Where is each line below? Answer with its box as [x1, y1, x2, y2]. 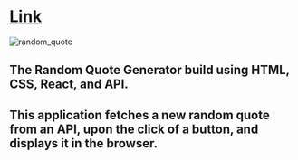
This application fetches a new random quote [9, 107, 270, 123]
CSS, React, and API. [9, 77, 129, 92]
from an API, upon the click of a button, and [9, 121, 259, 136]
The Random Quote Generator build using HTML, [9, 62, 290, 78]
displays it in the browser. [9, 136, 159, 151]
